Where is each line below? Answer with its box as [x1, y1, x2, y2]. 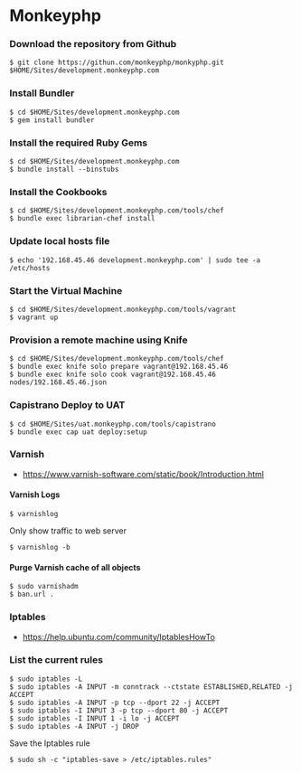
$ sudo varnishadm [9, 582, 79, 591]
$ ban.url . [9, 589, 54, 599]
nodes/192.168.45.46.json [9, 378, 107, 387]
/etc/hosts [9, 263, 51, 272]
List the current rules [9, 654, 104, 666]
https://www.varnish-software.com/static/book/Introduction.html [22, 468, 265, 479]
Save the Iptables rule [9, 738, 90, 749]
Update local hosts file [9, 235, 110, 248]
